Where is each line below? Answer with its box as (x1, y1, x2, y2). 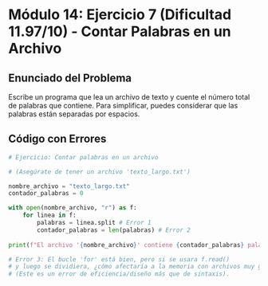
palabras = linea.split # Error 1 (37, 219, 152, 227)
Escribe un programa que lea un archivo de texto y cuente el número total (8, 92, 250, 101)
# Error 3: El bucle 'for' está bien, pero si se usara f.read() (8, 255, 230, 264)
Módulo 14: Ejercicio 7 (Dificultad (8, 6, 232, 24)
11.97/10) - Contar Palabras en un (8, 22, 231, 41)
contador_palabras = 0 (8, 190, 84, 198)
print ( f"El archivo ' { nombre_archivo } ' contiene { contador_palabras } (8, 241, 245, 249)
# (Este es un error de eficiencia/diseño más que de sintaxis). (8, 270, 230, 278)
